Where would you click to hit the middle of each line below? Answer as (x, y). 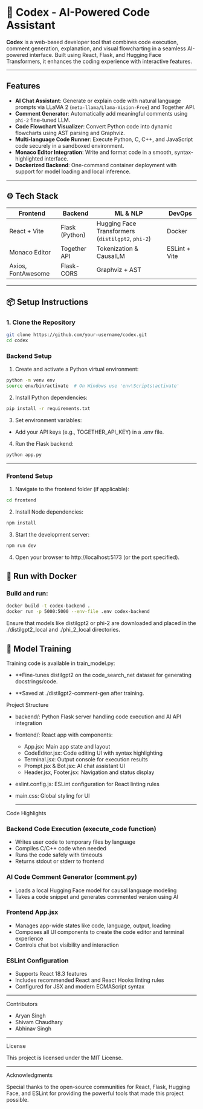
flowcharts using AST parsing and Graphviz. (70, 133)
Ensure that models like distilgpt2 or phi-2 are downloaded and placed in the (101, 623)
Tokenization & (118, 248)
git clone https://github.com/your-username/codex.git (77, 335)
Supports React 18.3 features (51, 974)
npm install (21, 523)
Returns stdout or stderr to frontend (60, 861)
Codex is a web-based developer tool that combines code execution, (92, 42)
